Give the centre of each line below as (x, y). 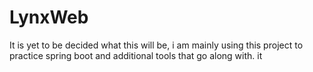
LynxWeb (49, 17)
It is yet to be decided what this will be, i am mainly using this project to (156, 45)
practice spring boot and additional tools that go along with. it (136, 55)
